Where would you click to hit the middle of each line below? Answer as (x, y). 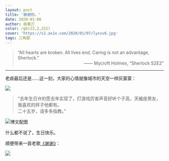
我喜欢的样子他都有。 (39, 104)
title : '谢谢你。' (23, 15)
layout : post (19, 10)
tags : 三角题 (18, 38)
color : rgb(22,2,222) (28, 29)
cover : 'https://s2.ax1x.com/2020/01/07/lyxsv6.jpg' (62, 33)
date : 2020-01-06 (23, 19)
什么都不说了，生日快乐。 (32, 132)
